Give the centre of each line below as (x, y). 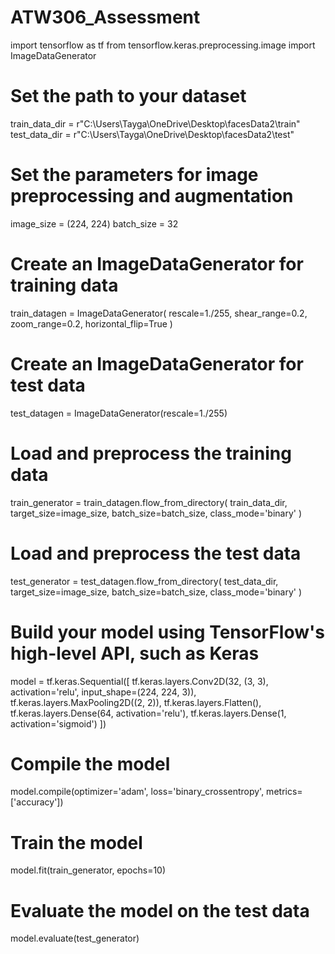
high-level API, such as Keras (135, 653)
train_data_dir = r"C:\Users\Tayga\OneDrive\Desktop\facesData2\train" (155, 123)
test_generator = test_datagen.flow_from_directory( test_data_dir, (144, 581)
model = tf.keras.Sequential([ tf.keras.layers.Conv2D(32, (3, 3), (139, 681)
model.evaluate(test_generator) (75, 938)
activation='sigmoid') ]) (58, 723)
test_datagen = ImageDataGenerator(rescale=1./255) (119, 413)
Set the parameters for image (134, 175)
